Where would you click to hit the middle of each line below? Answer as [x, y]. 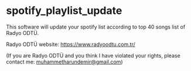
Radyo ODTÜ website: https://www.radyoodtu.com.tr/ [71, 44]
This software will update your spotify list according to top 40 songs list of [96, 27]
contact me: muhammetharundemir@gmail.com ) [64, 62]
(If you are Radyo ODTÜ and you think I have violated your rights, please [93, 55]
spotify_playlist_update [64, 11]
